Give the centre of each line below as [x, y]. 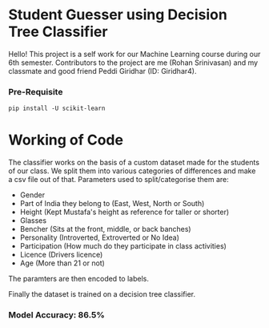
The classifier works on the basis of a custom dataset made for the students [134, 163]
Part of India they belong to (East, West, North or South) [112, 204]
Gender [32, 195]
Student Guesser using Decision [118, 15]
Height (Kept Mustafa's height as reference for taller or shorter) [124, 212]
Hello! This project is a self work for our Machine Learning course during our [134, 54]
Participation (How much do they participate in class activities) [123, 246]
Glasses [33, 221]
